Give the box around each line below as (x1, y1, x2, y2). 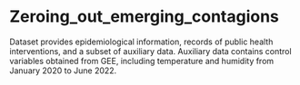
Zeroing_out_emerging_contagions (9, 6, 280, 27)
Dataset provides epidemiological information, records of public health (9, 36, 274, 47)
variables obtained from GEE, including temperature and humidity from (9, 55, 275, 66)
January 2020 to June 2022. (9, 65, 117, 76)
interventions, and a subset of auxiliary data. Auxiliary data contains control (9, 45, 293, 56)
